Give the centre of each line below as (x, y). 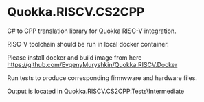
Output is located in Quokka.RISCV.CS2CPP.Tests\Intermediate (96, 91)
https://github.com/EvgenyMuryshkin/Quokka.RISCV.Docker (92, 64)
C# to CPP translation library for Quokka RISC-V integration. (92, 31)
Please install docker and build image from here (75, 57)
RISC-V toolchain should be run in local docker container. (88, 44)
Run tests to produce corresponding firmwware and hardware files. (102, 78)
